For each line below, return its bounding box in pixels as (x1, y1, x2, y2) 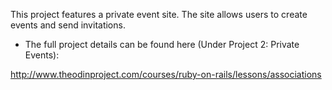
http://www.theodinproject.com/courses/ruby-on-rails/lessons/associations (10, 69, 322, 80)
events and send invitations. (10, 19, 126, 31)
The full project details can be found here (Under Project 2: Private (24, 39, 300, 50)
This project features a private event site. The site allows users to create (10, 9, 308, 20)
